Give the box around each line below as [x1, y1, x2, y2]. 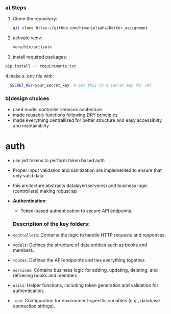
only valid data [12, 173, 44, 179]
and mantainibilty [12, 123, 50, 129]
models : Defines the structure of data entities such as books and [12, 242, 148, 248]
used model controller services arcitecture [12, 107, 102, 113]
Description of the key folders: [12, 220, 90, 227]
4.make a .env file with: [5, 73, 54, 79]
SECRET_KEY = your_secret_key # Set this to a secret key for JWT [10, 83, 152, 88]
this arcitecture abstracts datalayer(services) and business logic [12, 182, 148, 189]
